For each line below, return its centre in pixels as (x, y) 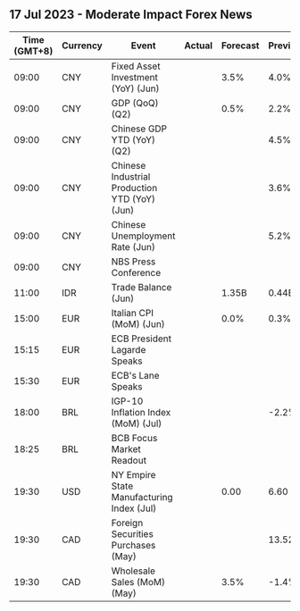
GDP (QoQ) (135, 103)
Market (126, 448)
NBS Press (133, 261)
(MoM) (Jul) (137, 423)
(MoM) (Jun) (138, 323)
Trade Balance (142, 287)
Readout (129, 460)
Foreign (127, 523)
